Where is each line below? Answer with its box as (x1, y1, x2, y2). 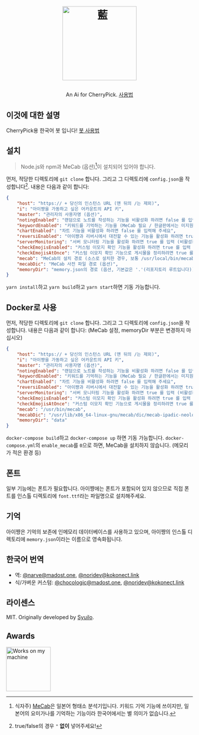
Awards (6, 631, 36, 641)
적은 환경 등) (12, 449, 41, 456)
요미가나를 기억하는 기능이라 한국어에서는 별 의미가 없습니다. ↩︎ (30, 710, 176, 717)
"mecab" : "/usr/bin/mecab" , (17, 406, 86, 412)
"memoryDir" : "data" (17, 417, 68, 423)
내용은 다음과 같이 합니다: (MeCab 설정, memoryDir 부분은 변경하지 (28, 327, 185, 334)
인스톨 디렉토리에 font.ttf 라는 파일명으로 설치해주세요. (17, 492, 146, 499)
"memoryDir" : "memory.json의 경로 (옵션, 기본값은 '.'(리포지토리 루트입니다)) (17, 266, 195, 272)
